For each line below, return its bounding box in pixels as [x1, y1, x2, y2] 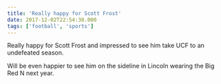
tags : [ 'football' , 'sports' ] [7, 23, 94, 29]
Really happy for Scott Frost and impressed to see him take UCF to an [7, 42, 205, 50]
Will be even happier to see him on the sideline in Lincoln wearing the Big [7, 62, 215, 70]
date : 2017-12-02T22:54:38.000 [7, 16, 97, 23]
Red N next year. [7, 69, 54, 77]
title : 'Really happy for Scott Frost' [7, 10, 122, 17]
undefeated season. [7, 48, 64, 57]
